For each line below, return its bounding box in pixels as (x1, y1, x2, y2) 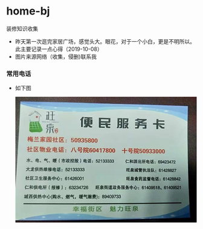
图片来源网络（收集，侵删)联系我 (14, 53, 97, 60)
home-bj (6, 4, 50, 18)
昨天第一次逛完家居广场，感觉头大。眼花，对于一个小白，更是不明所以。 (14, 37, 195, 45)
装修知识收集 (6, 25, 38, 32)
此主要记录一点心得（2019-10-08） (14, 45, 103, 53)
